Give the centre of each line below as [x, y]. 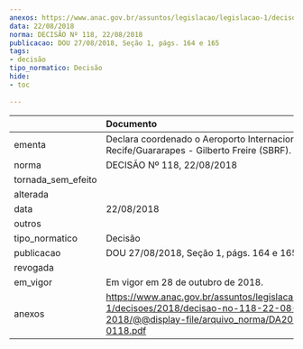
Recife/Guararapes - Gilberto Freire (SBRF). [198, 150]
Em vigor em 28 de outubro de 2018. [185, 282]
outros [28, 224]
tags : [19, 51]
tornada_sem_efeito [55, 179]
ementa [30, 144]
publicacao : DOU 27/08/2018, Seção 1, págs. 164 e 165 [115, 43]
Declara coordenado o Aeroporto [176, 139]
